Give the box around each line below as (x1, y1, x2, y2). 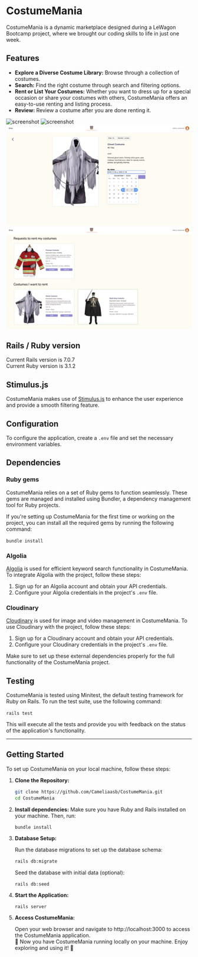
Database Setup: (14, 835, 57, 842)
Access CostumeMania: (14, 914, 75, 922)
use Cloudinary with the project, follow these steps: (6, 623, 131, 631)
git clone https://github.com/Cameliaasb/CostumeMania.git (14, 789, 163, 795)
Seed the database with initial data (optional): (14, 869, 125, 876)
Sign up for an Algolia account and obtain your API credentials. (14, 583, 167, 590)
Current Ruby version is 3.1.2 (6, 362, 75, 370)
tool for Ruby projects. (6, 501, 60, 508)
